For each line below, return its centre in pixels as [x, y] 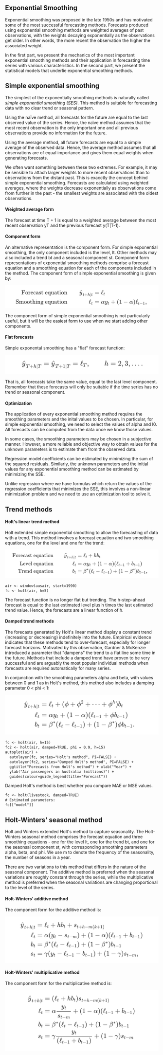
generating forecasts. [27, 158]
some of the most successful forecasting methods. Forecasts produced [77, 25]
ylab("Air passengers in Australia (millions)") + [62, 772]
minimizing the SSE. [25, 474]
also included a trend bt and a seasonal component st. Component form [77, 258]
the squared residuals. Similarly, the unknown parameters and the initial [77, 464]
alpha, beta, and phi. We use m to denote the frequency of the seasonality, [80, 852]
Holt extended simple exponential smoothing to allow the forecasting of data [81, 532]
